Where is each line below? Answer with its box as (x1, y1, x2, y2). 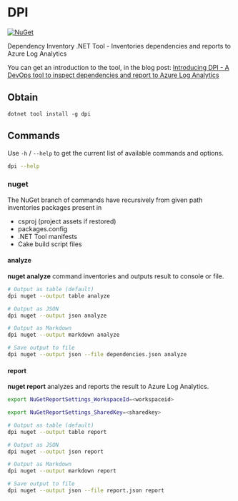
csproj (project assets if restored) (17, 217, 116, 226)
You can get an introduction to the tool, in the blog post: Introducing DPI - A (7, 63, 230, 71)
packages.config (17, 224, 68, 233)
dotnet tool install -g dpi (7, 110, 91, 118)
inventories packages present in (7, 203, 102, 211)
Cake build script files (17, 240, 82, 248)
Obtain (7, 91, 39, 103)
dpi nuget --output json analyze (7, 312, 107, 319)
